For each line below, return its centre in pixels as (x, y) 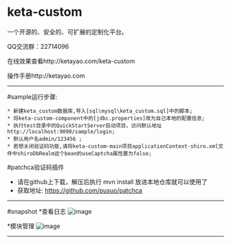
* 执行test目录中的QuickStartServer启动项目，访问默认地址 (85, 125)
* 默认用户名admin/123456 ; (45, 139)
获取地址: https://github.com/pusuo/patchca (79, 190)
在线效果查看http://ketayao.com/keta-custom (71, 61)
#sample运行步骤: (32, 96)
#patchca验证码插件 (36, 167)
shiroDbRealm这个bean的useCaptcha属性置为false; (85, 153)
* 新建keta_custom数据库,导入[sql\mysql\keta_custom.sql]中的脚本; (100, 111)
